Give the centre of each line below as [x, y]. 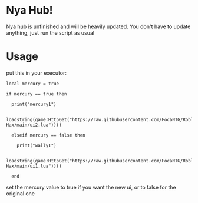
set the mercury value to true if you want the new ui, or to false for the [91, 187]
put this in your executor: [36, 73]
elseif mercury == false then [48, 135]
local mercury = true [33, 84]
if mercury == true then [37, 94]
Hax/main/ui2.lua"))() [34, 125]
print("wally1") [37, 145]
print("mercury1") [34, 104]
